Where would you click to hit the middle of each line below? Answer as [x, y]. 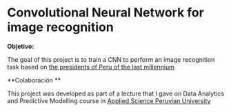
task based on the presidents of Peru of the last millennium [91, 67]
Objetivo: [21, 46]
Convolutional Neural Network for [106, 13]
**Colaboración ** [34, 80]
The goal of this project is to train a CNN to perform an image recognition [111, 59]
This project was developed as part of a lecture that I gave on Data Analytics [116, 93]
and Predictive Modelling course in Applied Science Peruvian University [109, 100]
